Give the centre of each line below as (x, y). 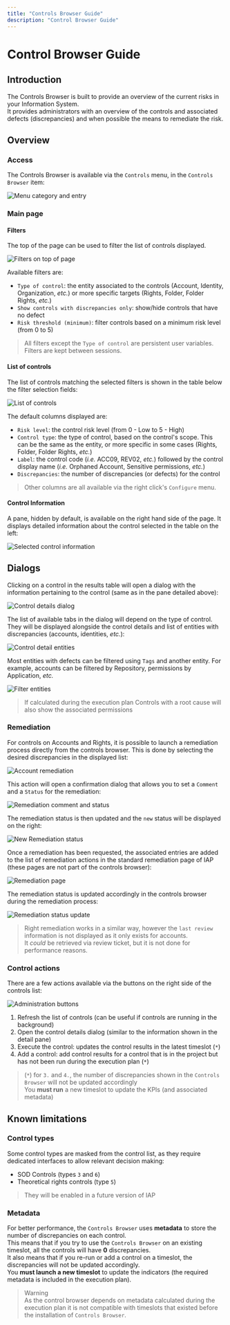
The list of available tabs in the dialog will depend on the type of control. (110, 619)
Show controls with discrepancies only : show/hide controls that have (117, 308)
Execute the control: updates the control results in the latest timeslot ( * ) (119, 1047)
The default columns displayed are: (57, 416)
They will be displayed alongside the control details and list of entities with (113, 627)
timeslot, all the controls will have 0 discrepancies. (79, 1250)
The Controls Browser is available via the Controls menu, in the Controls (110, 175)
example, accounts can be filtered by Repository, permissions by (99, 668)
